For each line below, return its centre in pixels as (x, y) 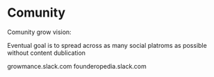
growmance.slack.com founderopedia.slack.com (77, 66)
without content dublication (46, 53)
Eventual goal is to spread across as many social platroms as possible (107, 45)
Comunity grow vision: (39, 32)
